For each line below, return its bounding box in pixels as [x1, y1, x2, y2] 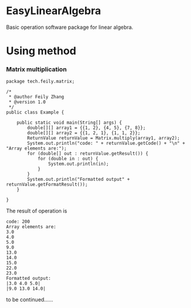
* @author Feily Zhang [8, 94, 65, 100]
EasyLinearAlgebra [6, 4, 102, 18]
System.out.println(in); [48, 161, 109, 167]
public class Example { [6, 110, 65, 115]
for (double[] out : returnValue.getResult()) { [27, 151, 149, 157]
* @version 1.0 [8, 99, 46, 105]
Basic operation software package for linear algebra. [6, 24, 133, 31]
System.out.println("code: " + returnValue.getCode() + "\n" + [27, 140, 185, 147]
